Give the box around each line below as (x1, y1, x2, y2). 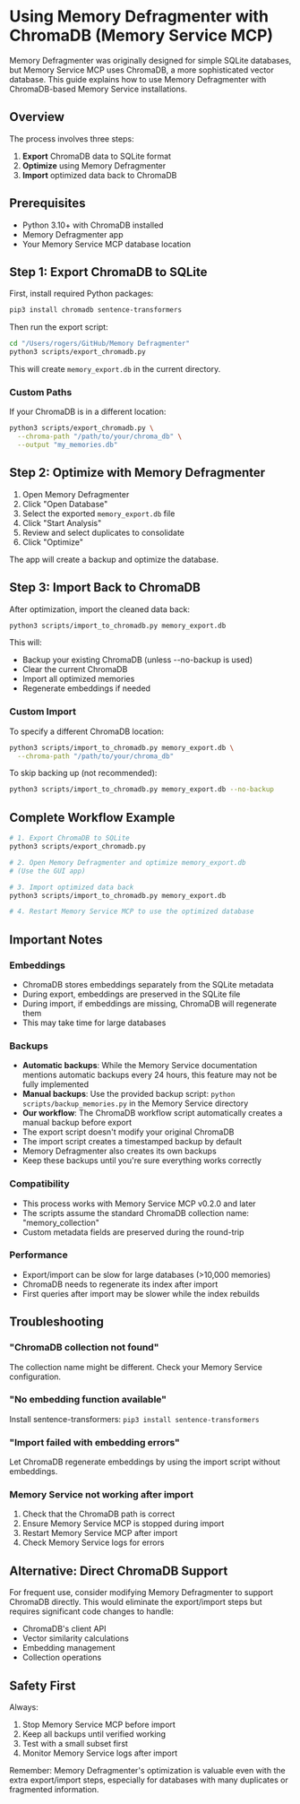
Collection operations (21, 1652, 102, 1663)
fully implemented (21, 1079, 90, 1090)
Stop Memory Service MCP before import (21, 1719, 176, 1731)
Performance (9, 1248, 69, 1261)
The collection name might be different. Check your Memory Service (9, 1361, 262, 1372)
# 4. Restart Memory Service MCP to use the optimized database (9, 907, 254, 916)
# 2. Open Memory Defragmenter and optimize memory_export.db (9, 858, 246, 867)
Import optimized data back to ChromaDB (21, 169, 177, 180)
